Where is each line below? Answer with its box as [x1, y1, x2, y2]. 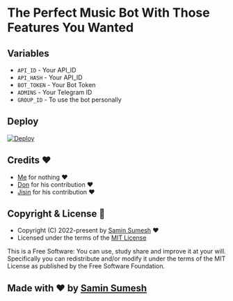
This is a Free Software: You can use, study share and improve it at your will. [7, 247, 226, 256]
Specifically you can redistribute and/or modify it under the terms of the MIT [7, 254, 226, 263]
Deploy [7, 116, 39, 128]
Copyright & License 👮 [7, 208, 106, 220]
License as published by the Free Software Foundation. [7, 262, 166, 270]
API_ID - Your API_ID [17, 66, 77, 74]
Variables [7, 47, 50, 59]
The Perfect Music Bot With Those [7, 5, 210, 21]
